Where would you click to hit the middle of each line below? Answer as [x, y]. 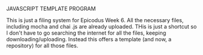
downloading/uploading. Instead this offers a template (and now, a [89, 39]
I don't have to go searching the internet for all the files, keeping [86, 33]
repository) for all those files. [42, 45]
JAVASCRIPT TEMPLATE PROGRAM [51, 9]
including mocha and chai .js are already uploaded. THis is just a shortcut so [101, 27]
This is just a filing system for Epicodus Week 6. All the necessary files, [95, 20]
